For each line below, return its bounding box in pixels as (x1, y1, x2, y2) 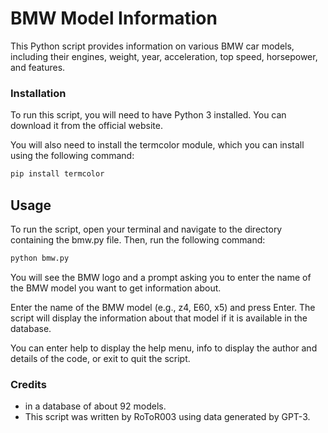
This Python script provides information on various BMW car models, (10, 40, 295, 52)
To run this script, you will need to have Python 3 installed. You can (10, 109, 287, 121)
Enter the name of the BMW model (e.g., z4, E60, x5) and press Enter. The (10, 301, 316, 313)
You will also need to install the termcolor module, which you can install (10, 139, 305, 151)
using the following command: (10, 150, 135, 162)
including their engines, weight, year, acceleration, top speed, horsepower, (10, 50, 318, 62)
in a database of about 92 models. (24, 400, 167, 412)
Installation (10, 86, 67, 100)
